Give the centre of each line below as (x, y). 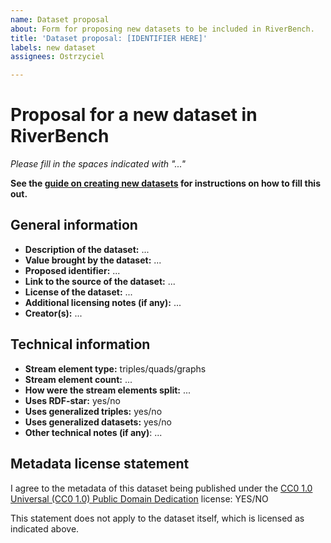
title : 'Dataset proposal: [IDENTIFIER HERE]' (109, 38)
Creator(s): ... (53, 313)
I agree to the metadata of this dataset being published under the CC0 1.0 (161, 488)
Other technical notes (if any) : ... (93, 432)
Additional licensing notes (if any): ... (103, 302)
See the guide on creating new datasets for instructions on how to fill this (165, 183)
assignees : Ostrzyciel (57, 57)
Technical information (80, 344)
